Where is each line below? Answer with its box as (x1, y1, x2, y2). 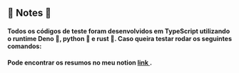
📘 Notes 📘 (7, 7, 52, 19)
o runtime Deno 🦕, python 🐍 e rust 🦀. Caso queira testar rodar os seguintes (7, 34, 232, 43)
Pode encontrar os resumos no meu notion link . (7, 58, 152, 67)
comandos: (7, 42, 42, 50)
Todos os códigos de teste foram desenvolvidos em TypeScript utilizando (7, 26, 230, 35)
